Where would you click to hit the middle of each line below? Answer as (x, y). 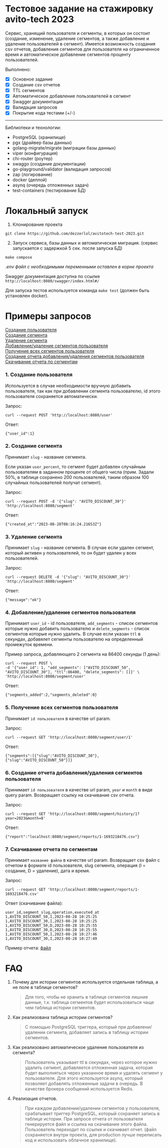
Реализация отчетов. (35, 1098)
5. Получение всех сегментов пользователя (62, 707)
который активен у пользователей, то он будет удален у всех (71, 553)
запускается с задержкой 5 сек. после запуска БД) (67, 248)
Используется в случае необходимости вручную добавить (68, 385)
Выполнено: (18, 69)
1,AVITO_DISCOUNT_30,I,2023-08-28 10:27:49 (51, 939)
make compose (19, 257)
